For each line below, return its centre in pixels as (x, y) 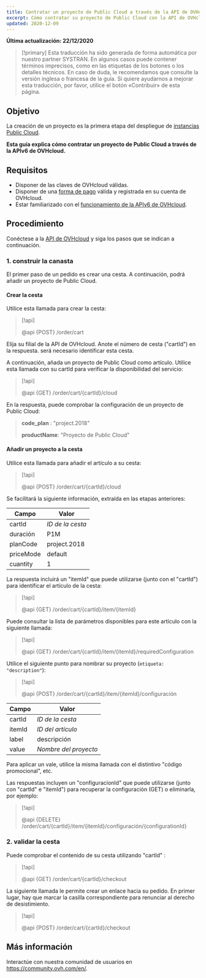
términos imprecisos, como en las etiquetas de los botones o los (103, 66)
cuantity (21, 564)
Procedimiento (35, 224)
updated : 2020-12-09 (33, 23)
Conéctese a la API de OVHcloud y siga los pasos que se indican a (90, 238)
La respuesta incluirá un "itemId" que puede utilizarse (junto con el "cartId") (102, 579)
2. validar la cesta (33, 842)
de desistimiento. (28, 904)
